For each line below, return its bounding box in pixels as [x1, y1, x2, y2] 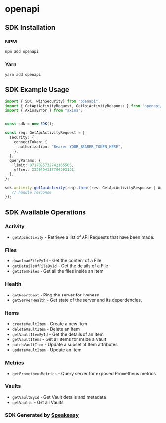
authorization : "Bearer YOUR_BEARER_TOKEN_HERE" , [18, 144, 123, 149]
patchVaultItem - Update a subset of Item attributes [12, 341, 118, 347]
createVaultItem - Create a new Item [12, 320, 87, 327]
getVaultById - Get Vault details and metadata [12, 394, 106, 400]
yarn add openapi [5, 72, 41, 77]
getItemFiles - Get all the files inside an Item [12, 268, 104, 274]
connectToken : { [14, 139, 48, 144]
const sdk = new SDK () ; [5, 121, 54, 127]
